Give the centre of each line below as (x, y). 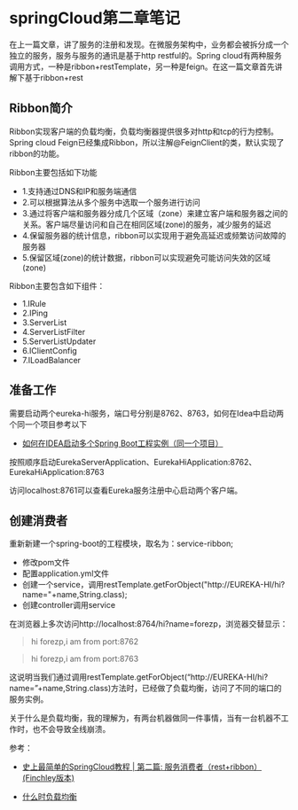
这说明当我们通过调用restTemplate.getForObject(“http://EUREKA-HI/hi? (139, 677)
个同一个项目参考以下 (48, 424)
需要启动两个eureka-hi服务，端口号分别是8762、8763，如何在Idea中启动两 (147, 413)
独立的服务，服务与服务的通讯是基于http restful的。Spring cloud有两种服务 (145, 55)
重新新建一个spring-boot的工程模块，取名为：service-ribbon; (121, 544)
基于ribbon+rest (54, 77)
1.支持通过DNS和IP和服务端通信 (79, 191)
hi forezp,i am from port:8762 (85, 642)
